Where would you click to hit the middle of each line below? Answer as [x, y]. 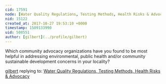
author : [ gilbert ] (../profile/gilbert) [46, 37]
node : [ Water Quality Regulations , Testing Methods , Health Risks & [77, 14]
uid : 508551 [17, 32]
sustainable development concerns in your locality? [58, 61]
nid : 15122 [16, 19]
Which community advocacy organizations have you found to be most [76, 51]
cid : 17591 [16, 10]
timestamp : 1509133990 [28, 28]
